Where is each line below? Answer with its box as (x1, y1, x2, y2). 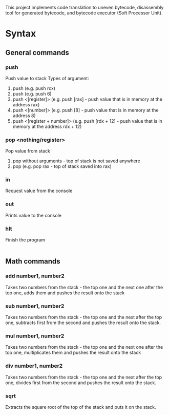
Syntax (5, 28, 36, 40)
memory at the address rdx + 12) (12, 123, 82, 129)
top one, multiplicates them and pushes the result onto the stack (5, 349, 141, 356)
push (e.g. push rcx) (12, 85, 55, 91)
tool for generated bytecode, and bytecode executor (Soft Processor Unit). (5, 10, 163, 16)
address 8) (12, 112, 36, 119)
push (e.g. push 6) (12, 90, 52, 97)
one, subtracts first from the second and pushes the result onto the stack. (5, 319, 161, 326)
